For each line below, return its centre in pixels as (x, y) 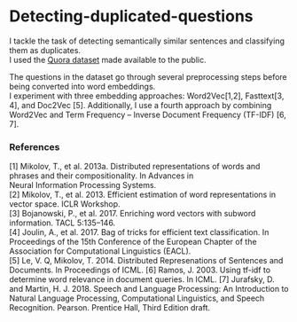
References (35, 146)
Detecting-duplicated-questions (131, 16)
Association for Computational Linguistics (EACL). (100, 251)
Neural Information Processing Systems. (83, 185)
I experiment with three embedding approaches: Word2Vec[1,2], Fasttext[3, (147, 96)
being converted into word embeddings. (82, 86)
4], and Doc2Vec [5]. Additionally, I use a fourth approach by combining (141, 105)
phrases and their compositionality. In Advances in (102, 176)
